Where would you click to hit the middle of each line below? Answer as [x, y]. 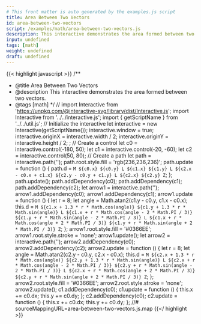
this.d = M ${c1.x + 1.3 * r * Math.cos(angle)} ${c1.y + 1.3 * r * [100, 206]
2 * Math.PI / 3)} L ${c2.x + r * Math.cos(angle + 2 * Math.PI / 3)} [105, 271]
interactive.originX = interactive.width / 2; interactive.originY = [92, 136]
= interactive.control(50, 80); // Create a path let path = [83, 155]
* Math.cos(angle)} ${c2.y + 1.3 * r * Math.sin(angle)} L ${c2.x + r [105, 260]
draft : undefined [28, 57]
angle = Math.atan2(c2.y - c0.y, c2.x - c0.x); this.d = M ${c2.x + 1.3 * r [105, 254]
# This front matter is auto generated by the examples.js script [91, 12]
